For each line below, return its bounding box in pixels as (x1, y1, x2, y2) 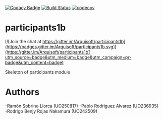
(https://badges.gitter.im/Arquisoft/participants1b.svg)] (5, 44, 117, 50)
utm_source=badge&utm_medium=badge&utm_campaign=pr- (5, 54, 132, 60)
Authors (5, 87, 40, 98)
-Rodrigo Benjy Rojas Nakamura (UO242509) (5, 108, 98, 114)
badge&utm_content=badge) (5, 59, 64, 65)
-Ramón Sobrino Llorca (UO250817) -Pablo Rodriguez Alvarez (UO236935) (5, 103, 159, 109)
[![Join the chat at (5, 38, 42, 44)
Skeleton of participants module (5, 69, 70, 75)
